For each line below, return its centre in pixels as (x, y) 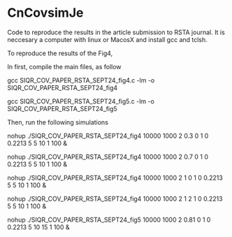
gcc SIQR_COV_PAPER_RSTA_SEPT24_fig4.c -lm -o (81, 80)
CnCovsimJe (45, 13)
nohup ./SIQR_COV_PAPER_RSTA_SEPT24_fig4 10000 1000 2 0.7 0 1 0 (108, 157)
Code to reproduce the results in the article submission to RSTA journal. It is (116, 32)
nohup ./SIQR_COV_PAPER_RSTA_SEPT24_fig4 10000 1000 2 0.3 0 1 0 (108, 136)
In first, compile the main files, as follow (64, 66)
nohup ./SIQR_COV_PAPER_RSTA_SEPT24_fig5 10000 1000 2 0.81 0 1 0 (109, 220)
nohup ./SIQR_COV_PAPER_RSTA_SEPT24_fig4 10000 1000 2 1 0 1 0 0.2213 (115, 178)
